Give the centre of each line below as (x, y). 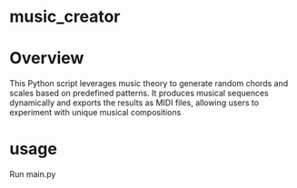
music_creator (65, 17)
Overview (47, 59)
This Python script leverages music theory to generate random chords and (149, 84)
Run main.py (33, 174)
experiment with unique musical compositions (95, 113)
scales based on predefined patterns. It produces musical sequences (139, 94)
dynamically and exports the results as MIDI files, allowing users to (134, 103)
